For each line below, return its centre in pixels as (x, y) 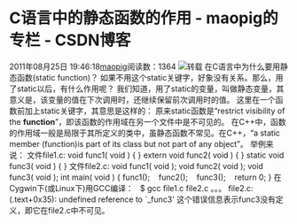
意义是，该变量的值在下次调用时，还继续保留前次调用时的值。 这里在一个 (142, 99)
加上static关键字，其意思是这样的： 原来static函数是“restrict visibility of (155, 111)
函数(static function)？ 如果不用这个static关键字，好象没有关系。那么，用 (150, 77)
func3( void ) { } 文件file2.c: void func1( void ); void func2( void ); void (137, 166)
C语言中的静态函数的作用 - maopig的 (144, 18)
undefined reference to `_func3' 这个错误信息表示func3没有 (168, 199)
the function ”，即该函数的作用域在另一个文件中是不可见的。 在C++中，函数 (148, 121)
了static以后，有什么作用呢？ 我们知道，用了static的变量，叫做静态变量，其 (147, 89)
